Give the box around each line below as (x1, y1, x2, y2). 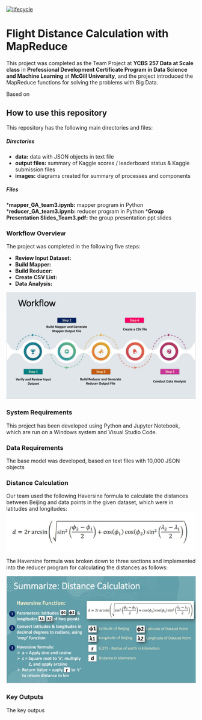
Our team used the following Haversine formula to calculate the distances (6, 492, 188, 500)
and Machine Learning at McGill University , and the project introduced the (6, 72, 194, 80)
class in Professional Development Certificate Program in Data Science (6, 66, 188, 73)
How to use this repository (6, 108, 108, 118)
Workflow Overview (6, 229, 66, 238)
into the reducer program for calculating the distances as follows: (6, 564, 168, 571)
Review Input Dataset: (14, 254, 72, 262)
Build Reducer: (14, 267, 53, 274)
